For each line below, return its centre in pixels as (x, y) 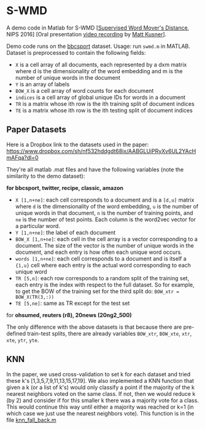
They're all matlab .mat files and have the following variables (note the (95, 169)
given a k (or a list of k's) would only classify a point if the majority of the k (101, 387)
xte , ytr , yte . (23, 340)
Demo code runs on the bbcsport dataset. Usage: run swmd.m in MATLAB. (98, 46)
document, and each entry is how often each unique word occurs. (99, 252)
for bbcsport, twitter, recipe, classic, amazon (65, 187)
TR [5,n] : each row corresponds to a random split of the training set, (102, 278)
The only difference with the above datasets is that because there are (94, 327)
